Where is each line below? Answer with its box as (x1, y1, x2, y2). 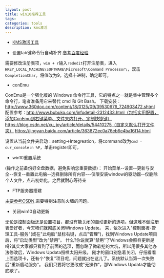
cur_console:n (5, 145, 34, 150)
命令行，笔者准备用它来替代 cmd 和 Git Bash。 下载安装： (5, 98, 121, 104)
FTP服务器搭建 (12, 188, 42, 193)
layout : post (5, 7, 32, 12)
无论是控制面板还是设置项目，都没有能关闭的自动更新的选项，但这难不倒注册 (5, 219, 159, 225)
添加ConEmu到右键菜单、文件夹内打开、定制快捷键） (5, 116, 112, 122)
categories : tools (5, 21, 42, 26)
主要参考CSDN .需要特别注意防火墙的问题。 (5, 198, 91, 204)
